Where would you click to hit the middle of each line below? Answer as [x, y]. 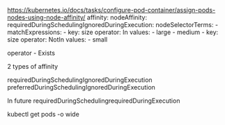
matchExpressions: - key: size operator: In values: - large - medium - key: [113, 32]
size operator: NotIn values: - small [57, 40]
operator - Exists [31, 53]
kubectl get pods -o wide [44, 114]
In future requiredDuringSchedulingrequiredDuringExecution [94, 101]
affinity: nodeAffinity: [117, 17]
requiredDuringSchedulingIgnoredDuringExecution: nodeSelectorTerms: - [113, 25]
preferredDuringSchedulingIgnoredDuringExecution [81, 87]
